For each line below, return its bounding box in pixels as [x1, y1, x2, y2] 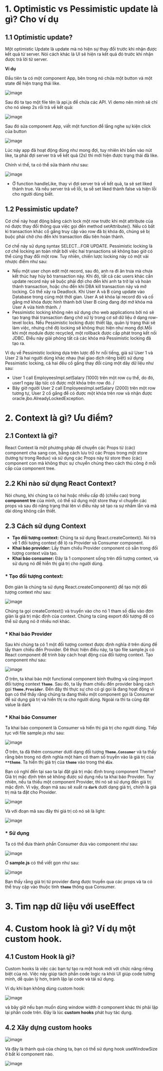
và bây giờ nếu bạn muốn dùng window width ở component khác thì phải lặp [5, 1004, 158, 1010]
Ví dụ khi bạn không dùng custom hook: [5, 985, 85, 991]
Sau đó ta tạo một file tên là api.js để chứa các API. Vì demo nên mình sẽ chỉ [5, 99, 158, 105]
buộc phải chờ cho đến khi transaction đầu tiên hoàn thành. [5, 234, 125, 239]
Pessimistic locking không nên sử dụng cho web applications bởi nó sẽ [12, 309, 154, 315]
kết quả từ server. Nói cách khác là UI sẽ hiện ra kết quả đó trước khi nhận [5, 51, 154, 57]
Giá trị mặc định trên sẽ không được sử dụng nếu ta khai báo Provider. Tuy [5, 774, 154, 780]
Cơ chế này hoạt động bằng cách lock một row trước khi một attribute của [5, 218, 153, 224]
